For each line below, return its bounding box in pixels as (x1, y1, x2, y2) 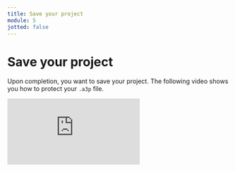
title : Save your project (7, 10, 83, 18)
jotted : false (7, 23, 49, 30)
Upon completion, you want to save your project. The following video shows (7, 77, 229, 85)
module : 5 (7, 17, 37, 24)
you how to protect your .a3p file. (7, 85, 104, 93)
